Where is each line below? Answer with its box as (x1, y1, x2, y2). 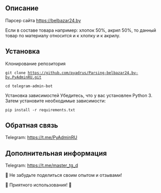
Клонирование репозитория (5, 60, 66, 67)
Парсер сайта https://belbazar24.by (5, 17, 82, 23)
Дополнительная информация (5, 149, 107, 158)
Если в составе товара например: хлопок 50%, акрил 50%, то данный (5, 27, 156, 33)
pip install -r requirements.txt (5, 107, 75, 112)
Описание (5, 4, 39, 13)
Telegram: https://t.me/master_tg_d (5, 162, 78, 168)
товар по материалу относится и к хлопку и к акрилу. (5, 32, 121, 38)
